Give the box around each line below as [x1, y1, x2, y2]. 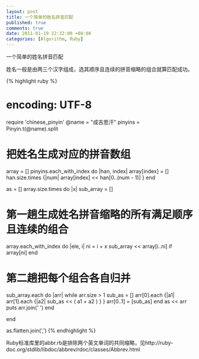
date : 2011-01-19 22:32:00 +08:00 [6, 31, 92, 37]
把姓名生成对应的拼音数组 [6, 148, 131, 161]
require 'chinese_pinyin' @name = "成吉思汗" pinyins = [6, 118, 140, 125]
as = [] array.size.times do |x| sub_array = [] [6, 185, 114, 192]
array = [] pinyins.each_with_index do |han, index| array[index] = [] [6, 167, 169, 174]
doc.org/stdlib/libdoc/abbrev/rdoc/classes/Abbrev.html [6, 345, 140, 352]
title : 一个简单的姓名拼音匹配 [6, 14, 73, 20]
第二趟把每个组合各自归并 [6, 271, 131, 284]
